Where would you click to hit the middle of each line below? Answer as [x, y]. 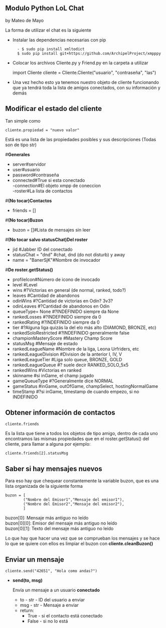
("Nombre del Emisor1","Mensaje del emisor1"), [74, 500]
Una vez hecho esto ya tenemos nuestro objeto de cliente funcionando [86, 82]
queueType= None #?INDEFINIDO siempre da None [66, 311]
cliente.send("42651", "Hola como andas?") [51, 571]
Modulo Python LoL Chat [45, 8]
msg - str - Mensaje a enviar [49, 605]
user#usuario [26, 169]
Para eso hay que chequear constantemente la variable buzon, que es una [82, 481]
